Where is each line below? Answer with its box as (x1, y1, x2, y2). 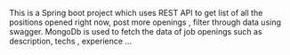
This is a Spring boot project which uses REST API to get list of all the (9, 8, 263, 18)
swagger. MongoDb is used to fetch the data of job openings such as (9, 27, 262, 36)
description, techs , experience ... (9, 35, 132, 46)
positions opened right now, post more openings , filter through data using (9, 17, 282, 27)
